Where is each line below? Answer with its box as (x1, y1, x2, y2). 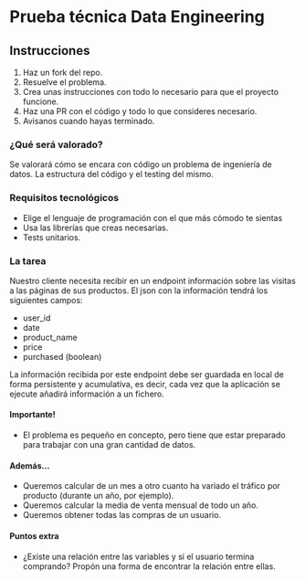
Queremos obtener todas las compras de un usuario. (22, 510, 222, 521)
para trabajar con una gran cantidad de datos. (22, 439, 196, 450)
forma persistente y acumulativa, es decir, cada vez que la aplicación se (9, 378, 281, 389)
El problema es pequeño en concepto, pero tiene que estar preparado (22, 429, 286, 440)
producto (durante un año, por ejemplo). (22, 491, 174, 502)
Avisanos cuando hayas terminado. (22, 116, 155, 126)
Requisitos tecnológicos (9, 192, 120, 205)
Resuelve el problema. (22, 77, 107, 88)
